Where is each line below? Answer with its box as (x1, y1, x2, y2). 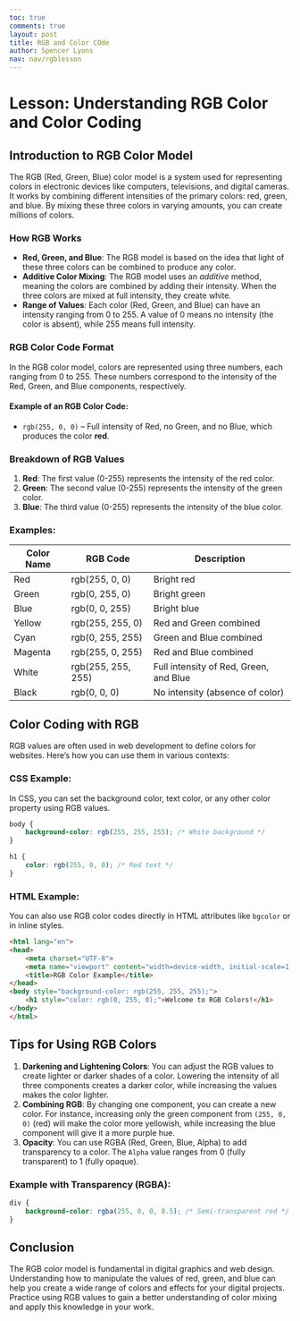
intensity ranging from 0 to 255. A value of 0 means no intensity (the (21, 310, 274, 320)
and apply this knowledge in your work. (9, 1301, 154, 1312)
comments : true (9, 21, 66, 30)
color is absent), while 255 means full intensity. (21, 319, 196, 329)
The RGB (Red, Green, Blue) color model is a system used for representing (9, 172, 283, 182)
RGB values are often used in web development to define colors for (9, 740, 256, 752)
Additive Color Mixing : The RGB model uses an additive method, (21, 271, 262, 282)
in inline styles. (9, 920, 64, 931)
